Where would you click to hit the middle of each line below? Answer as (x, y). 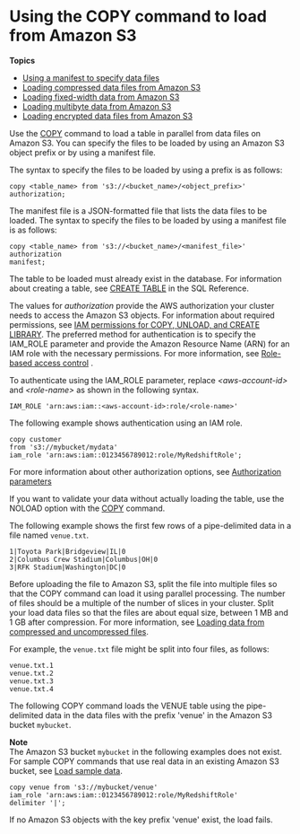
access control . (64, 363)
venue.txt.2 (31, 673)
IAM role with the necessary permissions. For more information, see (134, 353)
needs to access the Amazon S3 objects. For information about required (142, 315)
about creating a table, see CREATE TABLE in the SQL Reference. (129, 288)
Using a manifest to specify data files (90, 77)
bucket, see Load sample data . (66, 770)
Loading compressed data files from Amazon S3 (111, 87)
